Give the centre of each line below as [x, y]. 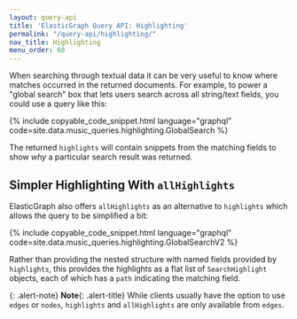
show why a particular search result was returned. [101, 157]
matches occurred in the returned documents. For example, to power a [138, 85]
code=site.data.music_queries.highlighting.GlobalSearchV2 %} [124, 242]
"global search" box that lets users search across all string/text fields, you [144, 95]
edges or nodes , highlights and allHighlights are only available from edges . [147, 304]
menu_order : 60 [37, 51]
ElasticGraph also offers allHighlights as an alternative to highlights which [148, 206]
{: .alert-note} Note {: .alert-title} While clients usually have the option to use [147, 295]
